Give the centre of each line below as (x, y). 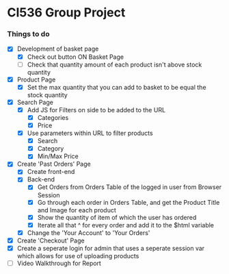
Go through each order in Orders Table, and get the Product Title (129, 202)
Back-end (41, 179)
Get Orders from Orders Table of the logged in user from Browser (130, 187)
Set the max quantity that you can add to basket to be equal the (117, 87)
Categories (53, 117)
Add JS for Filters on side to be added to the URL (96, 110)
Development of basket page (58, 49)
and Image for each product (77, 210)
